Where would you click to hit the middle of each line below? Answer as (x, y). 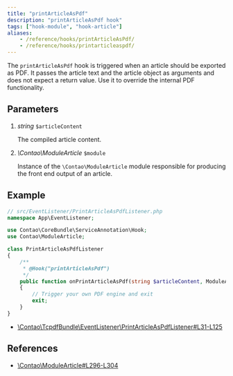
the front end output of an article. (65, 173)
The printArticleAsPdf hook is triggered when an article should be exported (116, 65)
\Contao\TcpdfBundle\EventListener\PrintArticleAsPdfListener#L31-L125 (120, 327)
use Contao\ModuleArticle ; (46, 237)
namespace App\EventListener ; (51, 218)
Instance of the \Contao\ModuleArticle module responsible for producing (122, 166)
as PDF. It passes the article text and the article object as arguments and (111, 73)
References (33, 349)
